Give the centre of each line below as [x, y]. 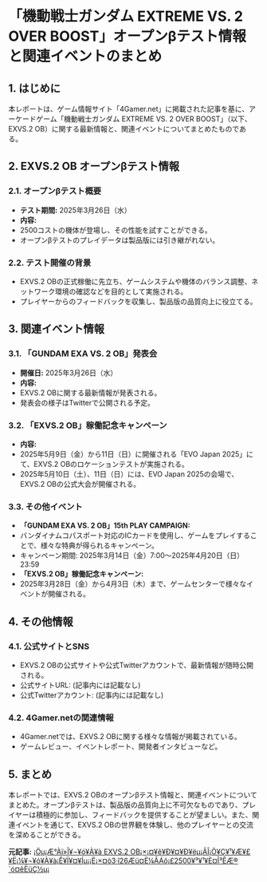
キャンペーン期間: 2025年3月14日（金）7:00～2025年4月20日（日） [132, 556]
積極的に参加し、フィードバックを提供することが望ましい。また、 [144, 815]
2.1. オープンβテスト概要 [55, 191]
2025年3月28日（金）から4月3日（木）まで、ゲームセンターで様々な [133, 584]
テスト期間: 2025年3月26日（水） [75, 210]
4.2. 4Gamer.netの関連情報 [61, 718]
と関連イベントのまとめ [85, 56]
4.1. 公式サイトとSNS [49, 646]
